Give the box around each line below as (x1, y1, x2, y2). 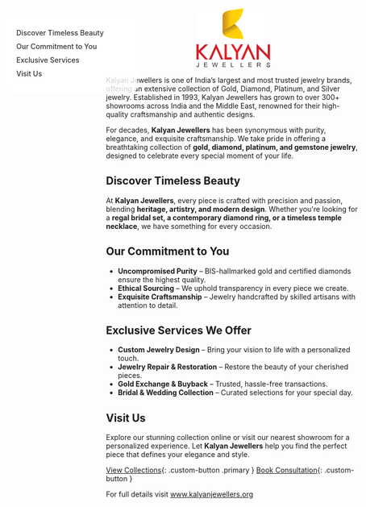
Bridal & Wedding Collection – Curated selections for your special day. (117, 388, 353, 397)
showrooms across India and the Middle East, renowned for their (106, 101, 321, 110)
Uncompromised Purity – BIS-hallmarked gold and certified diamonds (117, 266, 351, 276)
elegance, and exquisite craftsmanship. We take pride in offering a (106, 134, 326, 143)
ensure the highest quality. (117, 274, 206, 285)
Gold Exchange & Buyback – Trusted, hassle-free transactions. (117, 379, 328, 389)
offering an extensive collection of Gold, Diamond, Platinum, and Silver (106, 84, 341, 94)
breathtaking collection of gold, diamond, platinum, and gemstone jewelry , (106, 143, 358, 152)
